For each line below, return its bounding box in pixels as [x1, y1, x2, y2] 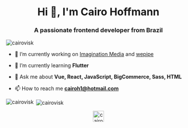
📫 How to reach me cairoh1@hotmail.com [14, 85, 119, 92]
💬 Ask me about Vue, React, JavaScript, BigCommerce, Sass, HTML [14, 73, 182, 81]
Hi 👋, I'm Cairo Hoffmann [37, 5, 160, 19]
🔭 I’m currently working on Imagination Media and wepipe [14, 51, 154, 58]
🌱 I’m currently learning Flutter [14, 62, 89, 69]
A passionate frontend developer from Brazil [34, 26, 163, 34]
